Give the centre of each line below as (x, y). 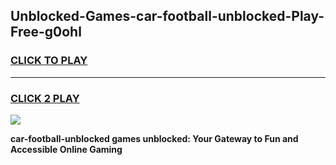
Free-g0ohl (46, 32)
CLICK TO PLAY (49, 61)
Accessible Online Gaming (66, 149)
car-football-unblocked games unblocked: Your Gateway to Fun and (154, 138)
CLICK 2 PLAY (45, 98)
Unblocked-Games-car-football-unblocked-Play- (167, 16)
